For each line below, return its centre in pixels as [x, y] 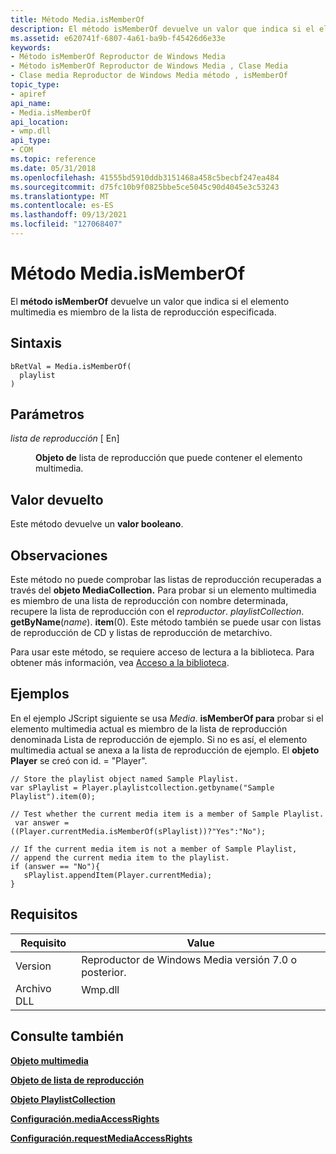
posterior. [104, 972]
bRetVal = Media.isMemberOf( [71, 366]
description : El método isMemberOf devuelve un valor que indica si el [162, 29]
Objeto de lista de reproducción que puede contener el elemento [169, 458]
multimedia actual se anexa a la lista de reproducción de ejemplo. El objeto [165, 750]
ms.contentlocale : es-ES [62, 206]
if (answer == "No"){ [55, 866]
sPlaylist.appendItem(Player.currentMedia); [118, 875]
